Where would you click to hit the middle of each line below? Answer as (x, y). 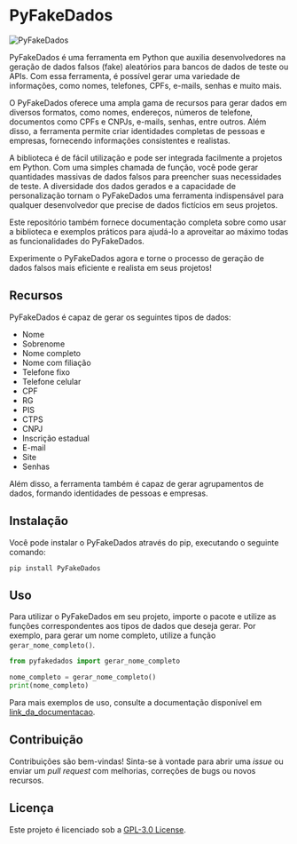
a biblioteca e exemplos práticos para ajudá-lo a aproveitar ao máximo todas (149, 231)
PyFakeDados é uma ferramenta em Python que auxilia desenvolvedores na (148, 57)
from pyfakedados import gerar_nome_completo (94, 661)
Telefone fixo (46, 372)
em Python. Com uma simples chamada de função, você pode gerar (134, 167)
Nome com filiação (56, 362)
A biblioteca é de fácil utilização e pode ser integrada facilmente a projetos (146, 157)
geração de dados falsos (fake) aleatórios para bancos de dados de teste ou (149, 67)
